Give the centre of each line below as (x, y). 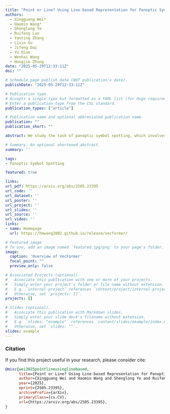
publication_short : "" (29, 127)
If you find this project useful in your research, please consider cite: (76, 360)
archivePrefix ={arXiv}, (44, 393)
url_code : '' (19, 191)
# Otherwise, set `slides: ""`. (42, 327)
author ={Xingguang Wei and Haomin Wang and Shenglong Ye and (84, 379)
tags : (11, 159)
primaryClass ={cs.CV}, (42, 397)
